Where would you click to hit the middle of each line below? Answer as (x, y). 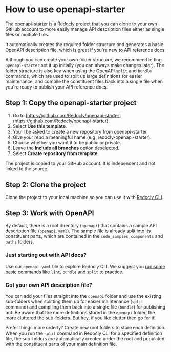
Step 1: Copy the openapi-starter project (71, 103)
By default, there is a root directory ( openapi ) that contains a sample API (81, 226)
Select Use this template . (40, 126)
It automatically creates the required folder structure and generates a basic (84, 44)
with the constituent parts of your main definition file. (61, 344)
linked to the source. (27, 169)
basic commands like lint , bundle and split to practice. (65, 272)
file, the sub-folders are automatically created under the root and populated (85, 338)
